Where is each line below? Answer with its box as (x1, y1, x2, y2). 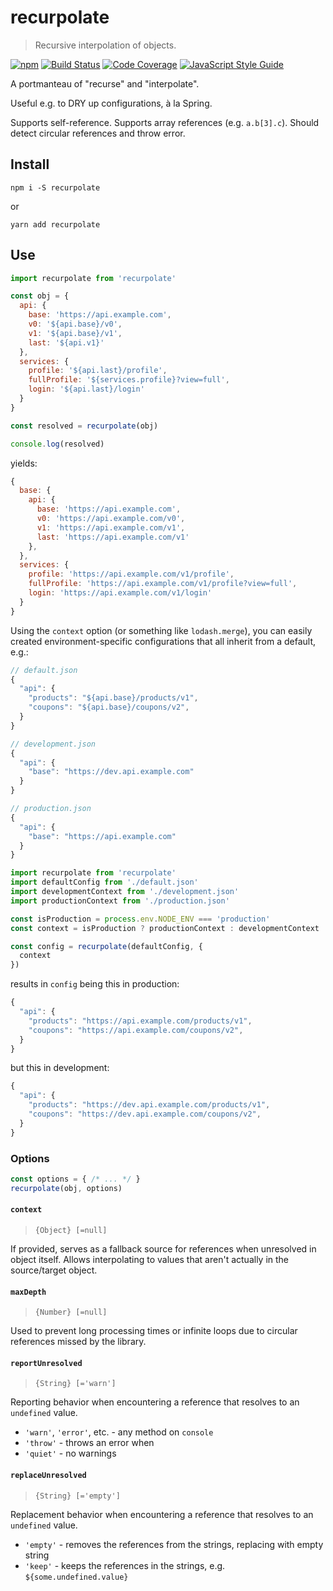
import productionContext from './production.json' (10, 896, 230, 906)
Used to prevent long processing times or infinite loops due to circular (10, 1325, 298, 1337)
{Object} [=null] (34, 1225, 108, 1235)
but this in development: (10, 1062, 110, 1074)
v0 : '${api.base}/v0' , (28, 319, 123, 330)
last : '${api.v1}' (28, 337, 105, 348)
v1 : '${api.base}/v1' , (28, 328, 123, 338)
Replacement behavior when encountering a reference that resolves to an (10, 1508, 314, 1520)
